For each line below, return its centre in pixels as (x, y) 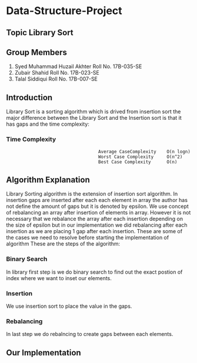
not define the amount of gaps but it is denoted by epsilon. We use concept (98, 206)
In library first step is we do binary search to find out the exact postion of (94, 272)
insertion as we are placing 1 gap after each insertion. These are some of (94, 231)
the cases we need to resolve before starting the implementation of (88, 238)
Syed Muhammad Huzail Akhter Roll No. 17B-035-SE (78, 66)
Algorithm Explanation (48, 179)
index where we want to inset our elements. (59, 278)
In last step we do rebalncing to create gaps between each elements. (90, 334)
